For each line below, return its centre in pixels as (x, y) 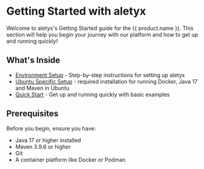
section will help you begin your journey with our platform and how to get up (102, 34)
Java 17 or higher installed (48, 140)
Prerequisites (32, 114)
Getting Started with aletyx (76, 11)
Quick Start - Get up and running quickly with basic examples (92, 94)
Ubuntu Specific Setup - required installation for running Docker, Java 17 (106, 81)
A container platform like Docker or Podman (70, 159)
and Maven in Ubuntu (42, 88)
